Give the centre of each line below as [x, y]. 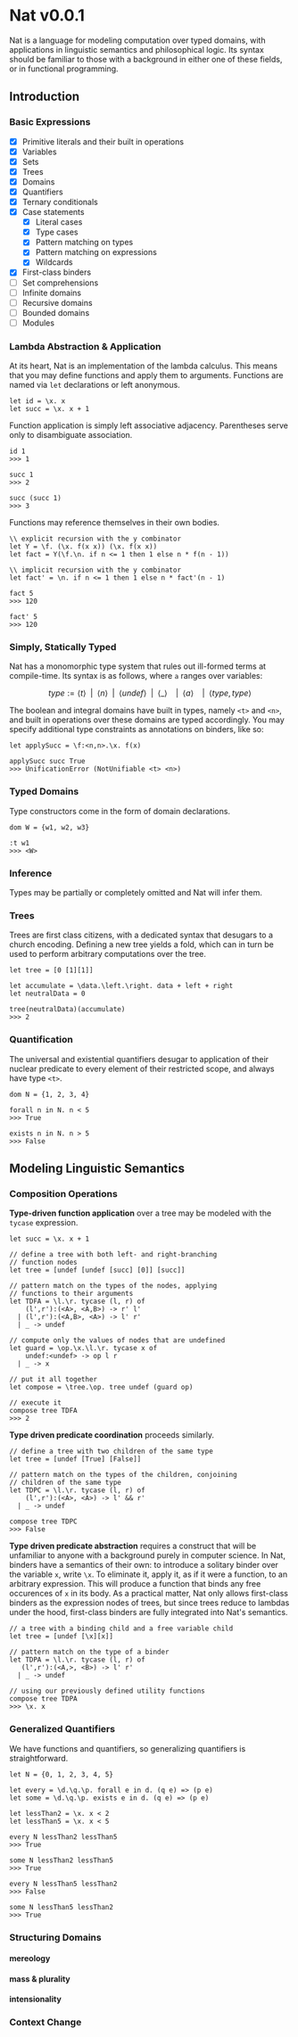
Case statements [53, 212]
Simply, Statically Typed [63, 647]
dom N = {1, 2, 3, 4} [50, 1094]
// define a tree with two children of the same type [112, 1451]
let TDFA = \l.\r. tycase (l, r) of [77, 1302]
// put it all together [54, 1380]
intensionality [36, 2000]
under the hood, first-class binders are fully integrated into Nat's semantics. [149, 1612]
